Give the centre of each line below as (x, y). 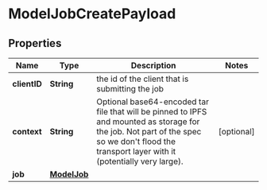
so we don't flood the (136, 142)
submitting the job (130, 89)
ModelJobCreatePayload (92, 14)
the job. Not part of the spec (149, 132)
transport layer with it (136, 151)
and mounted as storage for (148, 122)
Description (153, 66)
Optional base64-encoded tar (153, 102)
